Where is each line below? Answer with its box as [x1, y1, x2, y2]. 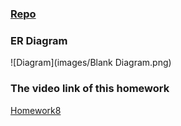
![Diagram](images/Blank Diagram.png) [10, 57, 172, 69]
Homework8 [10, 104, 62, 116]
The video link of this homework [10, 82, 170, 96]
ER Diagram [10, 33, 68, 47]
